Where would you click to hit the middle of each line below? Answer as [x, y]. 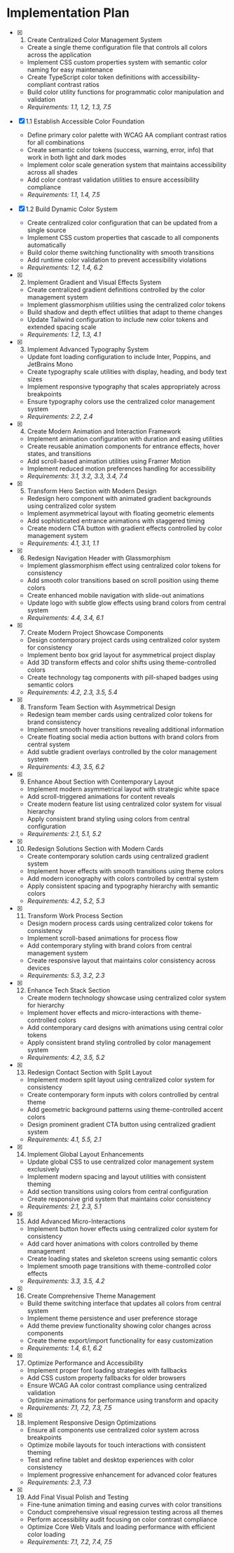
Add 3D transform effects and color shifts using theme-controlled [122, 662]
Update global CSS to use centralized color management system [121, 1162]
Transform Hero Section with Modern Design [92, 491]
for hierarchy [46, 1005]
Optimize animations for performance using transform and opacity [123, 1400]
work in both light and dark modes [77, 157]
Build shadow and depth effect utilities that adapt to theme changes [125, 312]
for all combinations [56, 142]
